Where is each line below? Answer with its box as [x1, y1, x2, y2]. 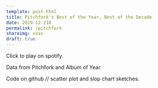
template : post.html [6, 8, 57, 15]
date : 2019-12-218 [6, 19, 51, 25]
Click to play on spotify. [6, 53, 64, 59]
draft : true [6, 36, 36, 42]
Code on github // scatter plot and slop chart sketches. [6, 75, 140, 82]
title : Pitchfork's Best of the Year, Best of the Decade [6, 14, 152, 20]
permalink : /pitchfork [6, 25, 62, 31]
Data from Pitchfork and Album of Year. [6, 64, 102, 71]
